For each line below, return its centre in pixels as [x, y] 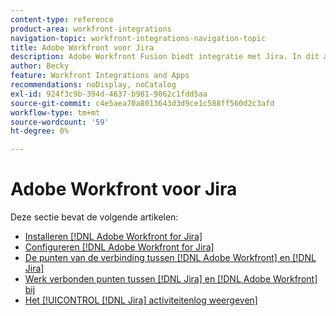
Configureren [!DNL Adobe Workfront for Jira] [119, 247]
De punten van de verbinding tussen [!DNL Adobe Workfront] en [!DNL [170, 258]
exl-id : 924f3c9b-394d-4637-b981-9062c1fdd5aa [109, 94]
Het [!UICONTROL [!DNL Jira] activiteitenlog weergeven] [141, 300]
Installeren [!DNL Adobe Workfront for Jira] [113, 237]
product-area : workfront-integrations [91, 29]
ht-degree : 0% [40, 131]
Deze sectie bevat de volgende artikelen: [94, 217]
